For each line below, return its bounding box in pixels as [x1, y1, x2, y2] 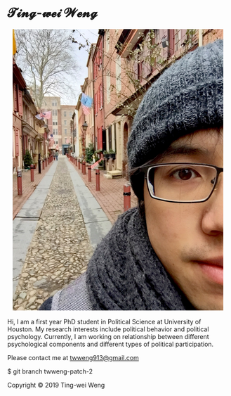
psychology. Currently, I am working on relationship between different [7, 332, 209, 340]
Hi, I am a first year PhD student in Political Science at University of [7, 317, 202, 326]
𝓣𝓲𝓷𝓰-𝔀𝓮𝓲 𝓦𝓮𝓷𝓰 [7, 5, 98, 21]
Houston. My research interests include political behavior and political [7, 325, 209, 333]
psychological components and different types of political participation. [7, 340, 214, 348]
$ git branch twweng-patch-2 [7, 367, 93, 376]
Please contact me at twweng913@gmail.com [7, 353, 139, 362]
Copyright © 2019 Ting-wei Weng [7, 381, 105, 389]
